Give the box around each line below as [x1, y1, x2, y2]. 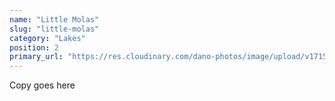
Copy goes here [9, 79, 76, 91]
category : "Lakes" [9, 33, 86, 43]
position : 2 [9, 42, 59, 53]
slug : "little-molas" [9, 24, 100, 34]
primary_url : [9, 52, 64, 62]
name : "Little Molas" [9, 14, 100, 25]
